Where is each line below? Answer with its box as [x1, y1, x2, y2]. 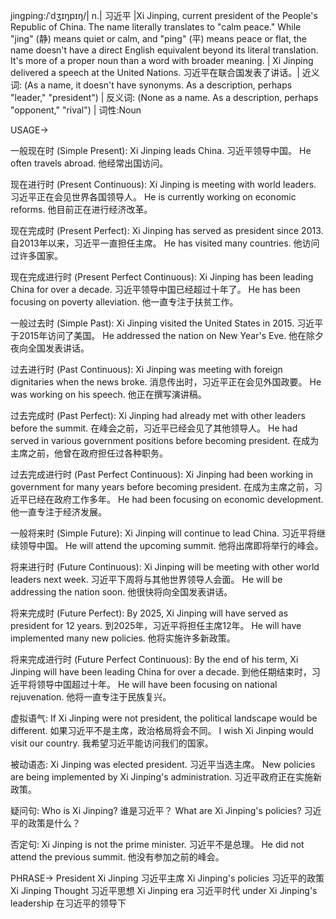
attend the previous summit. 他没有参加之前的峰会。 [10, 851, 225, 863]
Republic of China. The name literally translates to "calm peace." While [10, 21, 302, 33]
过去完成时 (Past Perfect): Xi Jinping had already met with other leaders [10, 410, 306, 421]
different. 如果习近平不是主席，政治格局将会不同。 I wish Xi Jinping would [10, 725, 314, 736]
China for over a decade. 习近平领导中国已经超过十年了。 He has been [10, 284, 301, 295]
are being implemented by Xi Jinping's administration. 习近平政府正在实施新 [10, 771, 322, 783]
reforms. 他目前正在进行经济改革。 [10, 204, 153, 215]
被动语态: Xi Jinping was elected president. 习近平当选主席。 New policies [10, 759, 316, 770]
